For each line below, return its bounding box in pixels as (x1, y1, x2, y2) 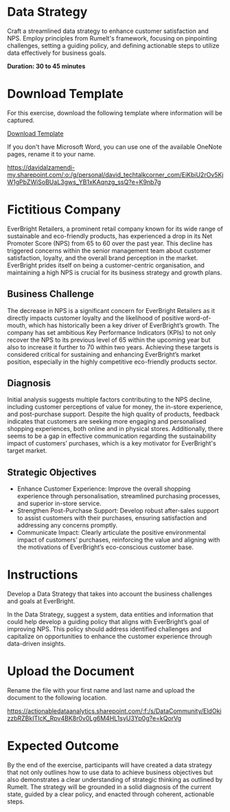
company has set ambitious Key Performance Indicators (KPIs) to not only (7, 328, 216, 336)
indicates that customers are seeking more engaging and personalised (7, 417, 207, 426)
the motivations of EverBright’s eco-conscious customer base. (16, 543, 194, 551)
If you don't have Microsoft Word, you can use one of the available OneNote (7, 142, 222, 151)
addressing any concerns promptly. (16, 521, 118, 529)
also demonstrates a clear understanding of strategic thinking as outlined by (7, 776, 223, 784)
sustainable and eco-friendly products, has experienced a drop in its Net (7, 231, 213, 240)
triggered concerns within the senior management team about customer (7, 246, 211, 255)
